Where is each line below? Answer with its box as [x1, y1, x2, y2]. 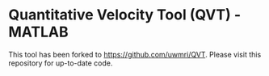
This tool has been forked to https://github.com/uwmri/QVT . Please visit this [8, 49, 262, 59]
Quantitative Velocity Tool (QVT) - [8, 6, 241, 24]
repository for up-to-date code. [8, 58, 113, 68]
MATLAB [8, 23, 69, 41]
